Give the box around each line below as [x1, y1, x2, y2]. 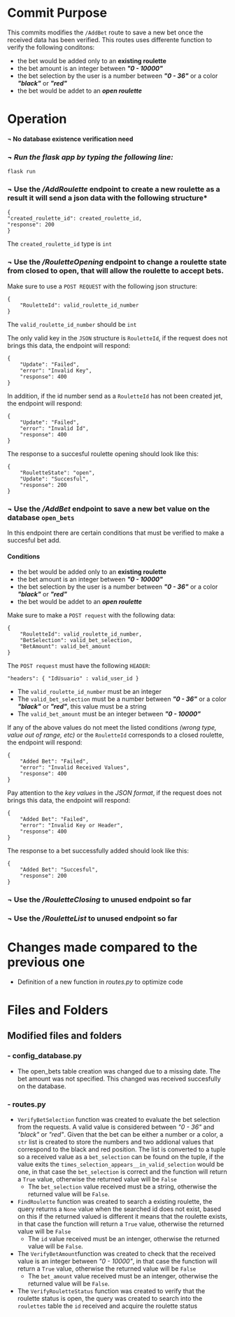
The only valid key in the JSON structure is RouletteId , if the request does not [7, 333, 228, 342]
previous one [7, 954, 85, 970]
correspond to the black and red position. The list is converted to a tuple [17, 1145, 226, 1154]
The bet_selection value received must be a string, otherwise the [27, 1182, 218, 1191]
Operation [7, 111, 67, 127]
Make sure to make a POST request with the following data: [7, 611, 176, 620]
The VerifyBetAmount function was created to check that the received [17, 1250, 215, 1258]
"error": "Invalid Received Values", [20, 764, 130, 771]
